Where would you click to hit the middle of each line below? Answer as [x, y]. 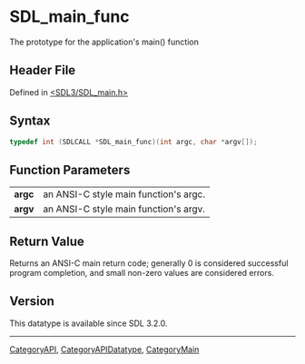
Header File [43, 70]
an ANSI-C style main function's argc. [124, 194]
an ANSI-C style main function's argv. [124, 209]
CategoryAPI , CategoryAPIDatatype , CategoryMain [104, 349]
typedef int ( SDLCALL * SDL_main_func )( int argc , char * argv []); [133, 142]
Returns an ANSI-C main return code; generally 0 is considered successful [149, 263]
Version [32, 301]
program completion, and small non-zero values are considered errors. [142, 273]
